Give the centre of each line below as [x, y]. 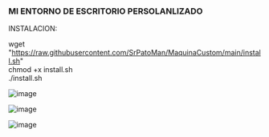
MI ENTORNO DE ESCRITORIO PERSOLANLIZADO [106, 11]
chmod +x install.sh [41, 70]
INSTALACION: [33, 29]
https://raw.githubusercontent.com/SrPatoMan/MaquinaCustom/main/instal [136, 53]
